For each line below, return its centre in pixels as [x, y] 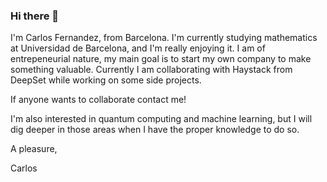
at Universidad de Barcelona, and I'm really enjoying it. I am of [138, 48]
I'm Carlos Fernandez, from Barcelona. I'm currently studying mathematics [164, 38]
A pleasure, [34, 149]
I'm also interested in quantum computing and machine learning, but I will [161, 119]
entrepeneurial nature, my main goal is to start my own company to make [161, 59]
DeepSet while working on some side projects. [106, 80]
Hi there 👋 [35, 16]
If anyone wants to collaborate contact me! [98, 100]
